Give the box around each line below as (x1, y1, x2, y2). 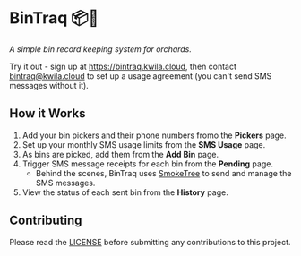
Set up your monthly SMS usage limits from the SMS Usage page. (21, 139, 266, 149)
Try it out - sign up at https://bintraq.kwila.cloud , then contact (9, 61, 237, 72)
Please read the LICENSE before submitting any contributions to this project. (9, 236, 291, 247)
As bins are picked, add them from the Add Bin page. (21, 149, 219, 159)
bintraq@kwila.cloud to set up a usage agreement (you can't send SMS (9, 70, 272, 81)
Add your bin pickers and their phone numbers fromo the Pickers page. (21, 130, 287, 141)
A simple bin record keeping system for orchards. (9, 43, 193, 55)
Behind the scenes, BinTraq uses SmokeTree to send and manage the (35, 167, 292, 178)
